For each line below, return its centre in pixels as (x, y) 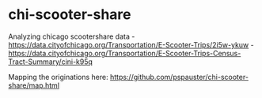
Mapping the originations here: (58, 77)
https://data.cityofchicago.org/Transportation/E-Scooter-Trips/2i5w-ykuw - (131, 44)
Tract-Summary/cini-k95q (51, 62)
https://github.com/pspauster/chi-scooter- (179, 77)
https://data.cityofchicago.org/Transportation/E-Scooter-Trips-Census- (125, 53)
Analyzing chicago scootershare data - (72, 36)
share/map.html (34, 85)
